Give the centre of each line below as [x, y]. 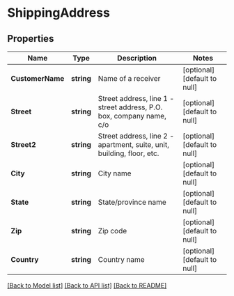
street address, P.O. [130, 107]
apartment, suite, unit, [133, 145]
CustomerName [38, 78]
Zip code [112, 231]
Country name [121, 259]
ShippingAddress [58, 13]
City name [115, 173]
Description [137, 58]
